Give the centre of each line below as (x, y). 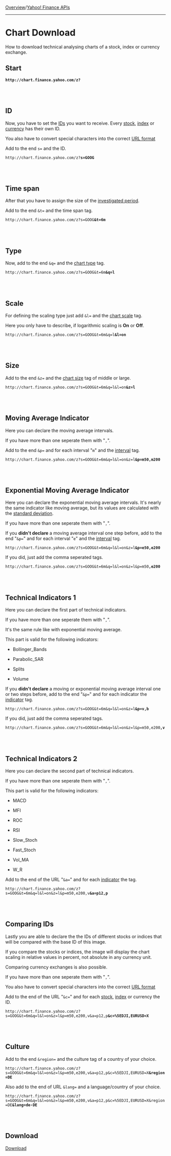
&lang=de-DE (25, 1105)
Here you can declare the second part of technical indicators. (70, 771)
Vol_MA (21, 860)
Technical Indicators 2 (41, 759)
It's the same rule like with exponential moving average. (64, 630)
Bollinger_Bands (30, 650)
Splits (18, 669)
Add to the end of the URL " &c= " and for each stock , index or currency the (83, 997)
